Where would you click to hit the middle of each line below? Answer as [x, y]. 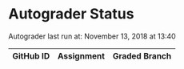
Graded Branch [142, 55]
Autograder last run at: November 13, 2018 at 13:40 [92, 36]
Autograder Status [71, 14]
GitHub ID [31, 55]
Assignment [81, 55]
